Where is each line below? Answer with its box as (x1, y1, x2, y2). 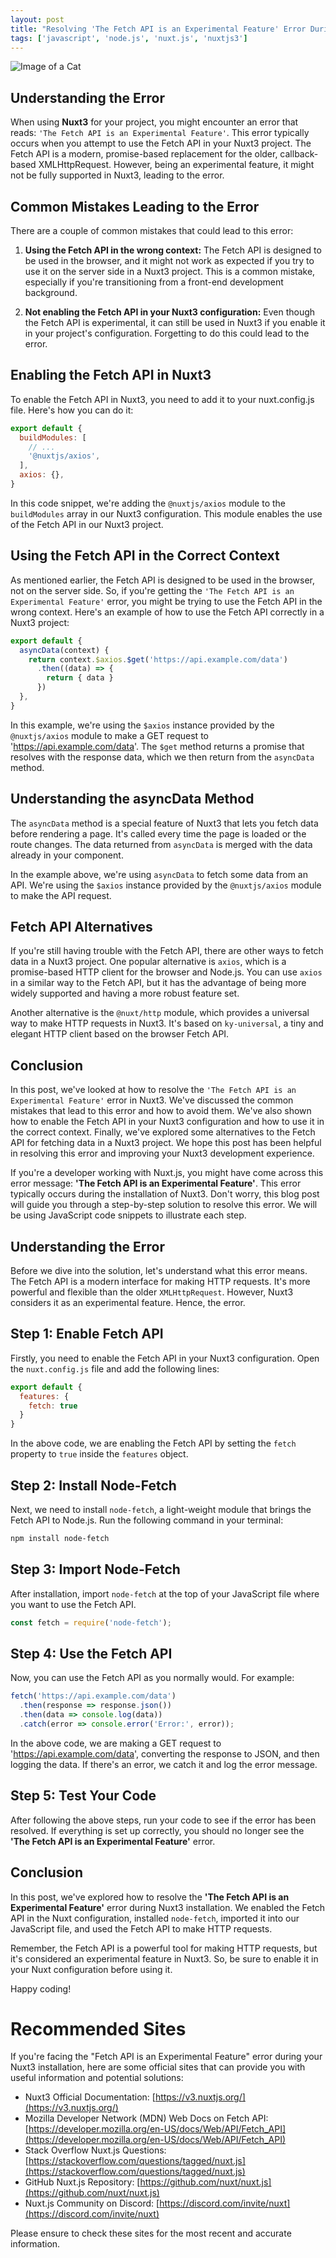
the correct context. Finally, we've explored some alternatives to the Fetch (10, 1126, 316, 1138)
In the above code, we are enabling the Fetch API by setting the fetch (10, 1437, 297, 1450)
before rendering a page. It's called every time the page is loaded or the (10, 827, 307, 840)
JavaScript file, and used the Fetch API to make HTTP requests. (10, 1922, 273, 1935)
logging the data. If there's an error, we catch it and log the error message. (10, 1758, 318, 1770)
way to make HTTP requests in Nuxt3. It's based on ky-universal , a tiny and (10, 1017, 324, 1030)
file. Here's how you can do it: (10, 404, 134, 416)
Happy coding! (10, 1982, 72, 1995)
